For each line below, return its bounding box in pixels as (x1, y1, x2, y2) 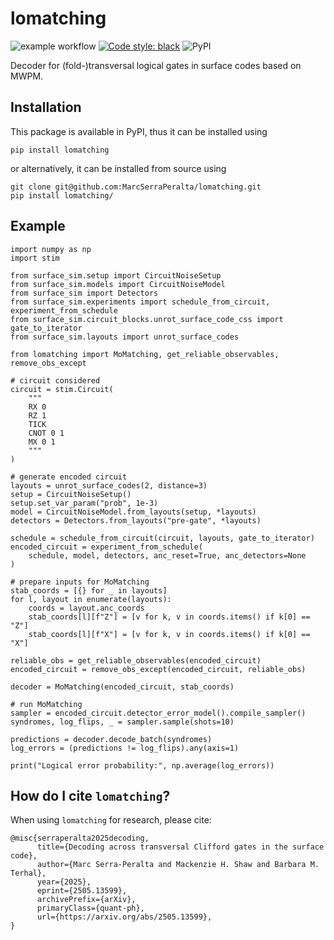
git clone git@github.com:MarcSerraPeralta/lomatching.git (10, 182, 262, 192)
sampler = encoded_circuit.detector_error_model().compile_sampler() (10, 708, 307, 718)
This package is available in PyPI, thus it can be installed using (10, 125, 268, 137)
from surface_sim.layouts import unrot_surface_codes (10, 332, 240, 342)
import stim (10, 253, 60, 263)
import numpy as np (10, 244, 92, 254)
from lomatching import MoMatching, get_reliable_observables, (10, 349, 280, 359)
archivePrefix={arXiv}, (36, 895, 137, 905)
